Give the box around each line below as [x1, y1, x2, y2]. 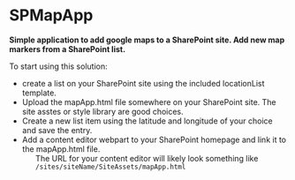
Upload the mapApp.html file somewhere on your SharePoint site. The [21, 96, 276, 107]
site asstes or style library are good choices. [21, 106, 184, 116]
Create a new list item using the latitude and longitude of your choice [21, 116, 274, 126]
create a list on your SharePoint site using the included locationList [21, 78, 265, 88]
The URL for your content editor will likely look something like [34, 153, 259, 163]
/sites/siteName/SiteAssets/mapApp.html [34, 162, 186, 171]
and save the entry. [21, 124, 93, 135]
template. [21, 87, 57, 98]
